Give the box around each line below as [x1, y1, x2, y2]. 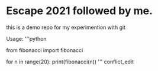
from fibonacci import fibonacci [6, 46, 83, 54]
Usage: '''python [6, 35, 47, 42]
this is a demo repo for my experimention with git [6, 24, 126, 31]
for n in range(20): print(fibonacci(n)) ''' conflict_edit [6, 58, 134, 65]
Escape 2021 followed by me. [6, 4, 153, 18]
